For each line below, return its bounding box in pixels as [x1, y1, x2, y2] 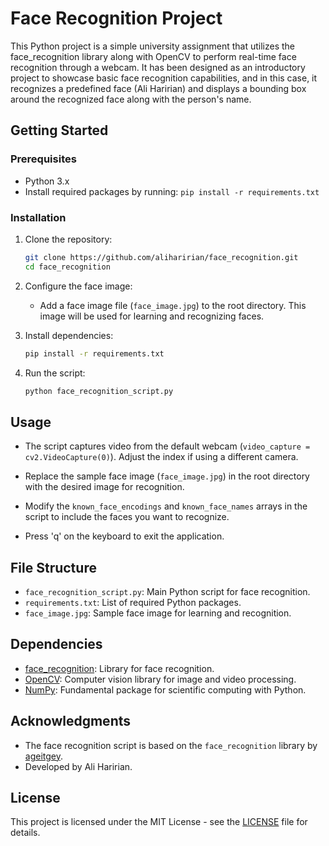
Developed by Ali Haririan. [24, 760, 133, 772]
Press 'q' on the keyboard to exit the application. [24, 530, 225, 542]
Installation [10, 210, 67, 224]
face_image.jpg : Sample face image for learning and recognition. [24, 607, 292, 619]
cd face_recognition [24, 262, 111, 272]
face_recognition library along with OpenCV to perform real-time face [10, 50, 297, 62]
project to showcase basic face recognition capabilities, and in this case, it [10, 72, 318, 84]
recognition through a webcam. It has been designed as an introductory [10, 61, 306, 73]
